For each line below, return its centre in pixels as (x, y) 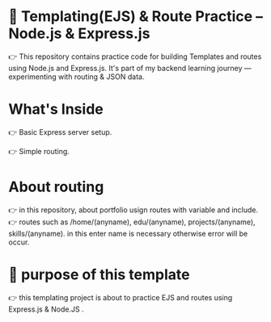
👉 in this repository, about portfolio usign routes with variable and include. (133, 210)
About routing (56, 187)
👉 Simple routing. (39, 151)
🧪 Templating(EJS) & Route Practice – (136, 17)
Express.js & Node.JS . (46, 309)
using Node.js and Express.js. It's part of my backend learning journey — (130, 68)
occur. (19, 242)
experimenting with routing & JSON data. (76, 77)
